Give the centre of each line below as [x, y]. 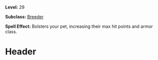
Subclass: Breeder [24, 17]
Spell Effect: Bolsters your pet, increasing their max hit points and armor [79, 26]
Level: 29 [15, 7]
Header [21, 52]
